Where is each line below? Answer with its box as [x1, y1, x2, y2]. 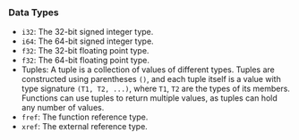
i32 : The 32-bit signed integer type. [21, 27, 154, 37]
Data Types [8, 6, 59, 19]
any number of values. [21, 103, 105, 113]
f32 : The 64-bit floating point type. [21, 55, 149, 66]
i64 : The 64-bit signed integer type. [21, 36, 154, 46]
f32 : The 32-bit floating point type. [21, 45, 149, 56]
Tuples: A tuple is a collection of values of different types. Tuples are [21, 64, 275, 75]
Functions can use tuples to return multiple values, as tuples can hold [21, 93, 278, 103]
